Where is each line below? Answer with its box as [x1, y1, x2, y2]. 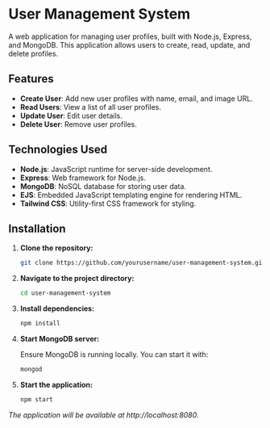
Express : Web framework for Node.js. [19, 173, 147, 183]
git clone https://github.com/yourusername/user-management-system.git [19, 259, 266, 267]
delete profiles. [8, 48, 59, 58]
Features [8, 72, 54, 86]
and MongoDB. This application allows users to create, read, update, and [8, 40, 251, 49]
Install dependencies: [19, 304, 95, 313]
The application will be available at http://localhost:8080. [8, 409, 199, 420]
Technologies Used [8, 143, 107, 157]
